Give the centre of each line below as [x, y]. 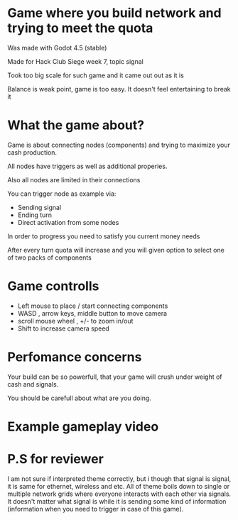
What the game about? [76, 125]
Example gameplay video [83, 426]
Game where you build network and [114, 13]
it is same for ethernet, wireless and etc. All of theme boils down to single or [119, 486]
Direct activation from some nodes [68, 222]
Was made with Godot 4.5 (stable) [57, 48]
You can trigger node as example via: [62, 194]
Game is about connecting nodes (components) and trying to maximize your [119, 145]
